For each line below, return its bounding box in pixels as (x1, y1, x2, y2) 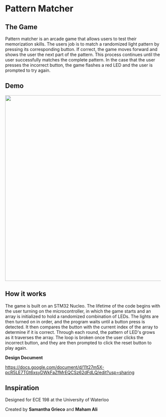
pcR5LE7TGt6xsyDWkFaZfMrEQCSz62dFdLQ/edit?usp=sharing (5, 369, 135, 375)
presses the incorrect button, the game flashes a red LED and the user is (5, 62, 153, 68)
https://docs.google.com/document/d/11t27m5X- (5, 364, 105, 370)
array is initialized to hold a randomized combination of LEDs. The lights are (5, 313, 159, 319)
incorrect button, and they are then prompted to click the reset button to (5, 340, 152, 346)
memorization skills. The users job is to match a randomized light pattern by (5, 41, 160, 47)
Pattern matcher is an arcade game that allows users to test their (5, 36, 137, 42)
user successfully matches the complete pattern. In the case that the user (5, 57, 156, 62)
